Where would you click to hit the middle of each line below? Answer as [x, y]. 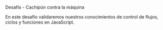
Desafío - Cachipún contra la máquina [45, 7]
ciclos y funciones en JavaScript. [40, 22]
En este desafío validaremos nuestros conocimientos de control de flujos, [82, 17]
